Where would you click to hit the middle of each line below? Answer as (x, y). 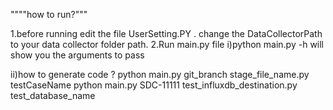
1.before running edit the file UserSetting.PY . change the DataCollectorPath (166, 33)
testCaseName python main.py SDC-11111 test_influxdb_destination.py (154, 85)
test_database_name (53, 95)
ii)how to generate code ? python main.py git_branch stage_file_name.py (160, 74)
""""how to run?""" (49, 14)
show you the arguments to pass (77, 55)
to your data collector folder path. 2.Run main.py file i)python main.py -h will (167, 44)
